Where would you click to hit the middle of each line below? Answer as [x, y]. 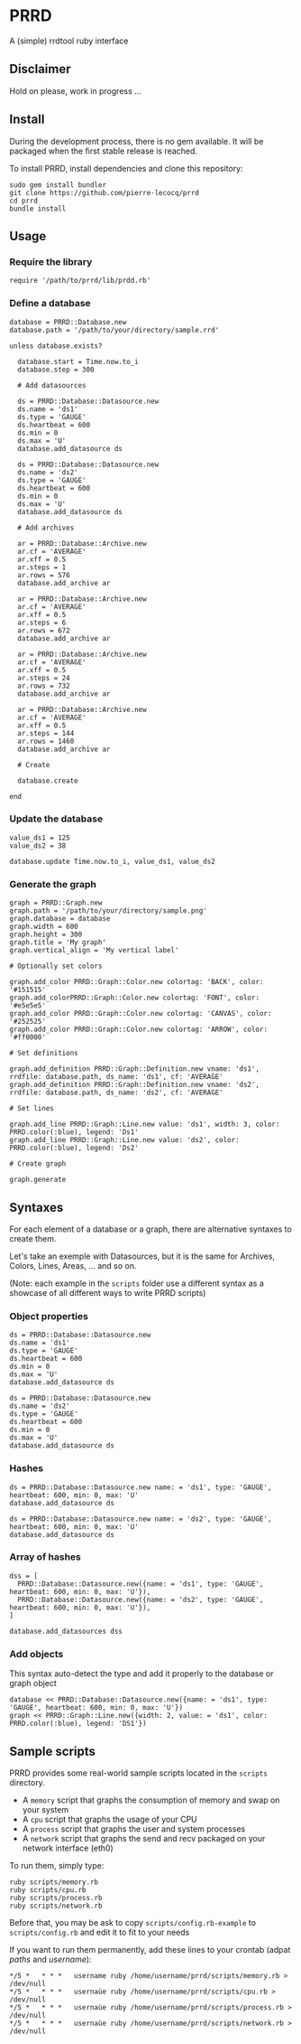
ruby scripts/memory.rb [54, 1882]
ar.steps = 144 [46, 733]
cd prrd [24, 201]
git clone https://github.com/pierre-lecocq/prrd [105, 192]
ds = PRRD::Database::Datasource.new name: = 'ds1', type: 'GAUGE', [141, 1487]
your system [46, 1809]
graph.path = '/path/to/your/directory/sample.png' [108, 911]
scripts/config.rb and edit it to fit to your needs [100, 1932]
